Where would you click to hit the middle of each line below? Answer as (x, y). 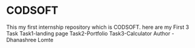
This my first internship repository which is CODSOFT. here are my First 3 (97, 27)
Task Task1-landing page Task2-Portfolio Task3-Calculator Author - (90, 33)
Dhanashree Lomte (30, 40)
